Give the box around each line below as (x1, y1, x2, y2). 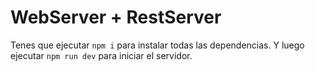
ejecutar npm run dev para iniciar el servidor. (10, 49, 193, 61)
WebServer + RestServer (10, 6, 222, 29)
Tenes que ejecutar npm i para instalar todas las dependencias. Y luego (10, 39, 305, 51)
